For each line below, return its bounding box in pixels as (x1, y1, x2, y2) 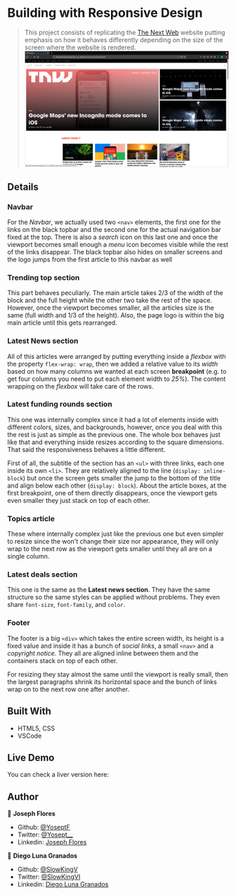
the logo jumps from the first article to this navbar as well (7, 255, 173, 263)
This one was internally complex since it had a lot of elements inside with (7, 415, 219, 424)
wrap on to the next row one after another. (7, 685, 130, 693)
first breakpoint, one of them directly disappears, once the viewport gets (7, 488, 218, 497)
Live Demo (7, 752, 55, 764)
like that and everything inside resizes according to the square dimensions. (7, 438, 225, 446)
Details (7, 181, 39, 192)
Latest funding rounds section (7, 399, 112, 409)
